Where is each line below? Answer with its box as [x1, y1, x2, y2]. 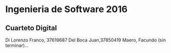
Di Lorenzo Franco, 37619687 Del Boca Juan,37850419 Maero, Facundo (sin [5, 37, 166, 43]
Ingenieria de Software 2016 [5, 4, 128, 15]
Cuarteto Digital [5, 24, 57, 32]
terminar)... [5, 42, 29, 48]
